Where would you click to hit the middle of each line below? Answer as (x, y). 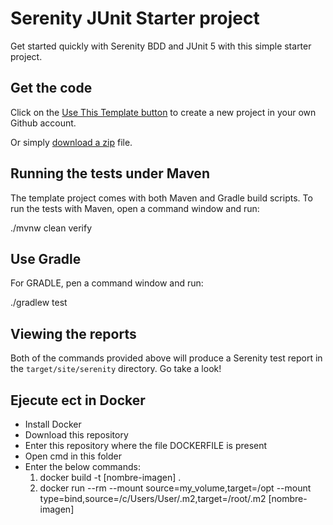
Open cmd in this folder (73, 456)
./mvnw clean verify (51, 228)
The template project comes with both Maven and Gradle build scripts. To (161, 198)
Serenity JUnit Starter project (135, 18)
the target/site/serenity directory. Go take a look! (116, 369)
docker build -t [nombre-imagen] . (110, 477)
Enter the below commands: (82, 466)
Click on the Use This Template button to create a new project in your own (163, 112)
